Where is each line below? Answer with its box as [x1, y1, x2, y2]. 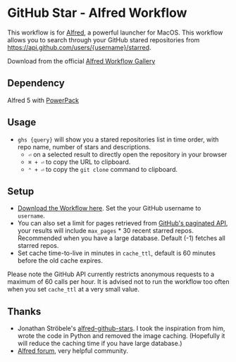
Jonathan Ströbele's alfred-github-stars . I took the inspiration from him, [17, 324, 225, 332]
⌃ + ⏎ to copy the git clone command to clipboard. [27, 165, 178, 173]
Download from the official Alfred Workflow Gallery [7, 56, 156, 65]
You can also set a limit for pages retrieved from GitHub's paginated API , [17, 219, 228, 227]
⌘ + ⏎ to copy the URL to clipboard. [27, 157, 131, 166]
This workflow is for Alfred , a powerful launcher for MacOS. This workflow [7, 28, 223, 37]
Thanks [7, 305, 42, 318]
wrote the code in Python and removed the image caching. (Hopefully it [17, 332, 225, 340]
